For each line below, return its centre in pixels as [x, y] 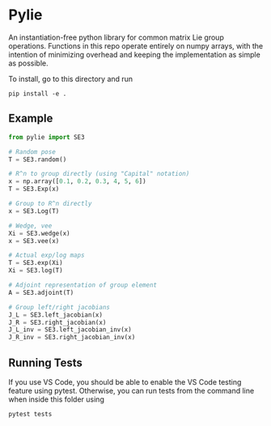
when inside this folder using [57, 399]
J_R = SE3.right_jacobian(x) [57, 322]
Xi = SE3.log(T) [36, 271]
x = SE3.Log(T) [34, 211]
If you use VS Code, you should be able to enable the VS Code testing [125, 381]
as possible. [28, 63]
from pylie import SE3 [47, 137]
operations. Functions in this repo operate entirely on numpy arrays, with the [136, 45]
